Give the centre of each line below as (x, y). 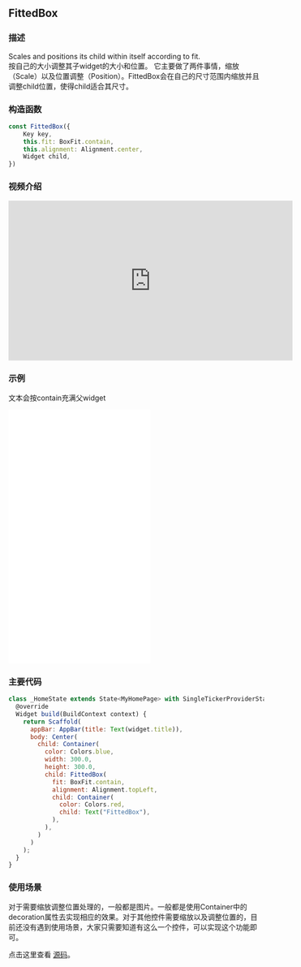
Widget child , (47, 157)
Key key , (38, 134)
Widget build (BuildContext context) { (82, 714)
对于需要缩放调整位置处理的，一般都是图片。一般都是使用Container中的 (128, 907)
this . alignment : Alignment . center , (83, 149)
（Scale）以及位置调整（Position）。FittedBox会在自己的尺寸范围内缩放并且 (134, 76)
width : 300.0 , (68, 760)
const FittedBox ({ (39, 126)
